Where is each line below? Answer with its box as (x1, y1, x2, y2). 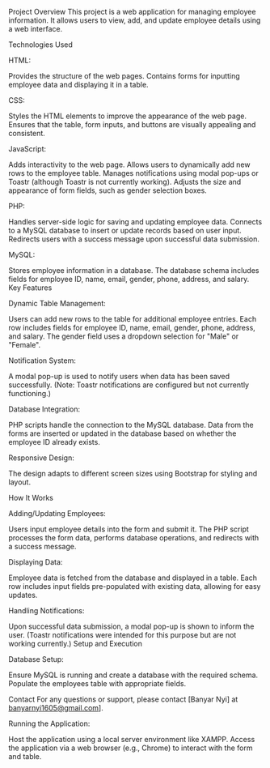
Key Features (8, 283, 53, 292)
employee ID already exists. (8, 437, 101, 446)
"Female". (8, 340, 41, 349)
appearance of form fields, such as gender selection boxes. (8, 186, 208, 195)
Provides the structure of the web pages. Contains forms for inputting (8, 71, 240, 80)
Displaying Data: (8, 557, 63, 566)
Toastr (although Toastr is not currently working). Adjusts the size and (8, 177, 242, 186)
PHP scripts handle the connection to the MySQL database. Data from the (8, 420, 254, 429)
